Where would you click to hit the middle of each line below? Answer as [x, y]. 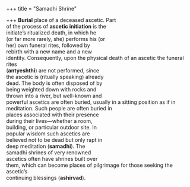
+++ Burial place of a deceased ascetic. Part [61, 20]
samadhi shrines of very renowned [49, 153]
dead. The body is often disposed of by [54, 83]
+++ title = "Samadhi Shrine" [42, 9]
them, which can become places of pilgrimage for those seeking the [90, 165]
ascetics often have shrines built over [52, 159]
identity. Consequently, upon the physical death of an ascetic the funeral [95, 58]
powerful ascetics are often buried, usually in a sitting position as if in [91, 102]
